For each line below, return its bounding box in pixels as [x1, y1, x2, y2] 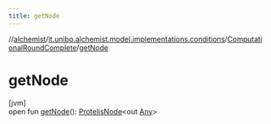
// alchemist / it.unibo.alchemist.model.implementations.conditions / [8, 34, 228, 44]
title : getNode [8, 11, 60, 20]
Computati [227, 34, 263, 44]
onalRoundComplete [8, 42, 77, 53]
